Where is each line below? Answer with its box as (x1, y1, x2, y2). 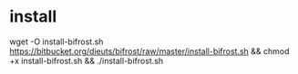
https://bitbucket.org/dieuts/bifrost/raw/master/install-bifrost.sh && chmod (9, 45, 290, 56)
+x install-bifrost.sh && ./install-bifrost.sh (9, 55, 164, 66)
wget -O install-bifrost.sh (9, 36, 104, 47)
